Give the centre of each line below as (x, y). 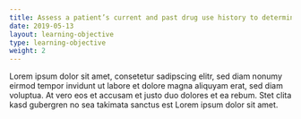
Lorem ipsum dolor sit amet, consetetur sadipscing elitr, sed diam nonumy (146, 76)
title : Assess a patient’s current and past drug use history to (133, 17)
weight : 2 (28, 51)
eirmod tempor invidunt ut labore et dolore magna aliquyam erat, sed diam (146, 86)
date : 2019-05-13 (42, 26)
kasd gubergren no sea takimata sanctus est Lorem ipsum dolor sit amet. (144, 105)
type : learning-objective (57, 42)
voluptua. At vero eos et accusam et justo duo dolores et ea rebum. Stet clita (150, 96)
